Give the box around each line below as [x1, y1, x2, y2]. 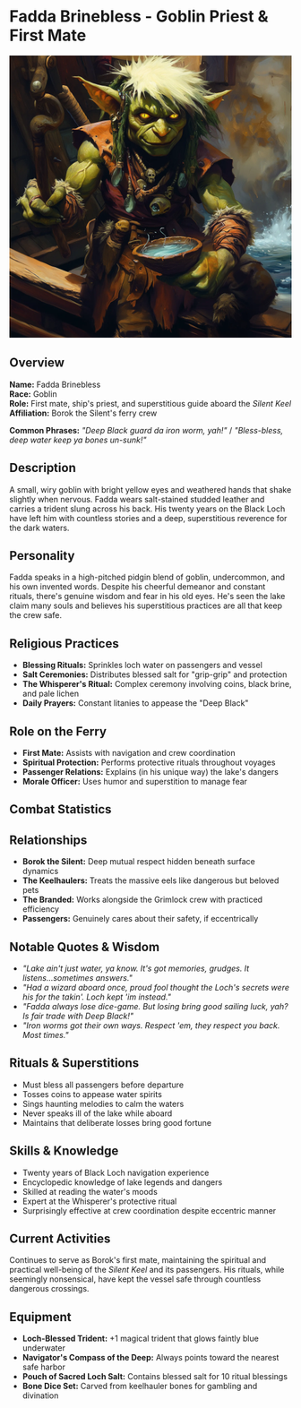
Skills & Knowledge [9, 1144, 119, 1159]
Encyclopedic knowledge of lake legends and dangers [21, 1176, 223, 1188]
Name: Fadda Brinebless [9, 379, 101, 390]
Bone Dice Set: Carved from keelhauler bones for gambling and [21, 1381, 258, 1392]
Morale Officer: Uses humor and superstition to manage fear [21, 777, 248, 786]
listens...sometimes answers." [21, 973, 133, 983]
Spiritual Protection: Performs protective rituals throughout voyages [21, 757, 276, 768]
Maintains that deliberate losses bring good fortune [21, 1117, 212, 1128]
